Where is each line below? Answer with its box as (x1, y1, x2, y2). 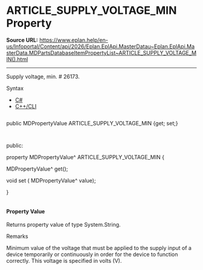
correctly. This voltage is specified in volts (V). (6, 257, 122, 265)
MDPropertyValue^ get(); (6, 165, 68, 172)
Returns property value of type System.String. (6, 221, 121, 228)
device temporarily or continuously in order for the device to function (6, 251, 178, 258)
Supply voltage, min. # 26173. (6, 73, 80, 80)
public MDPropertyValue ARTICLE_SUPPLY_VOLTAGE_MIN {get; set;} (6, 119, 178, 127)
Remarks (6, 233, 28, 240)
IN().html (6, 55, 28, 63)
